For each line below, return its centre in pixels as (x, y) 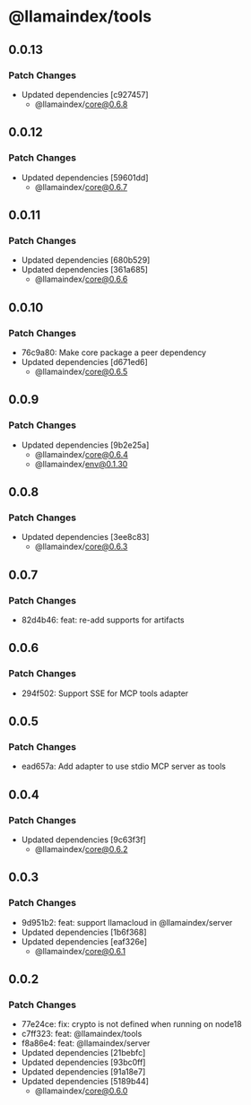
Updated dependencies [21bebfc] (83, 1053)
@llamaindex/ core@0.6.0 (81, 1091)
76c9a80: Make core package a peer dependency (114, 352)
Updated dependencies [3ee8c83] (85, 537)
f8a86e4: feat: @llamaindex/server (86, 1043)
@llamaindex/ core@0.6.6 (81, 279)
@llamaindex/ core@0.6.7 (81, 187)
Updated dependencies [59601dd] (85, 178)
